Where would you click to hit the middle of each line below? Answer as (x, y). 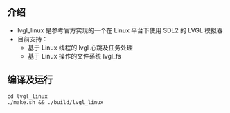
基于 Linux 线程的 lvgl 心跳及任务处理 (80, 48)
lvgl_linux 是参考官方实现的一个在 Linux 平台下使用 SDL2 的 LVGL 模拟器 (120, 30)
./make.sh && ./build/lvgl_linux (55, 102)
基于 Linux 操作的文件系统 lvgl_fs (74, 56)
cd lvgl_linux (28, 96)
